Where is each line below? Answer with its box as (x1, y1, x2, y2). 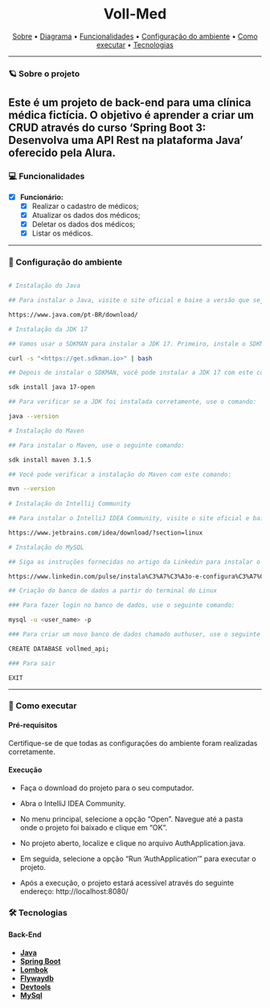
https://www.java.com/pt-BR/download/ (8, 310, 138, 318)
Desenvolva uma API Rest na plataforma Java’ (8, 133, 243, 147)
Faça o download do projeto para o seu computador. (19, 783, 194, 793)
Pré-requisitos (8, 720, 58, 730)
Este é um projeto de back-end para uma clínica (8, 96, 252, 109)
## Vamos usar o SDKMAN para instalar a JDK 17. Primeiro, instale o (8, 339, 247, 348)
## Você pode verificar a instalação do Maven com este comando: (8, 470, 231, 478)
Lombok (19, 965, 48, 974)
